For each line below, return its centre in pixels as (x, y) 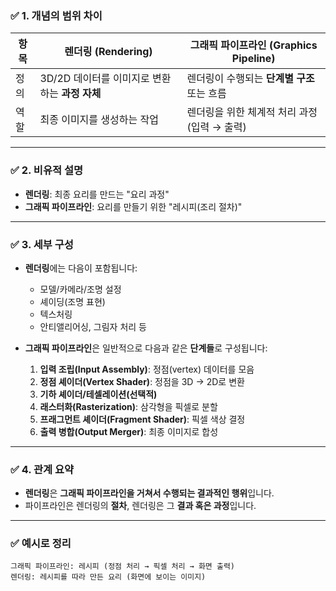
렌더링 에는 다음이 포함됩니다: (81, 268)
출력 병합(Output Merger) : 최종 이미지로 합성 (129, 431)
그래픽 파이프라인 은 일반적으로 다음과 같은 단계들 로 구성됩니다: (146, 348)
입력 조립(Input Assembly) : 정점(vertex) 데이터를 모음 (147, 369)
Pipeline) (253, 59)
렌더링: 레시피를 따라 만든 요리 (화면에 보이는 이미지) (108, 577)
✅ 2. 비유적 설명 (46, 170)
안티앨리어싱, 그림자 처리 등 (93, 326)
